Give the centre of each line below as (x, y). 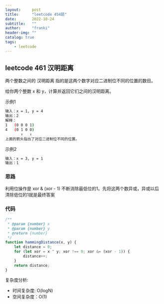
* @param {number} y (29, 229)
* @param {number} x (29, 224)
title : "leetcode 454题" (36, 14)
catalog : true (20, 38)
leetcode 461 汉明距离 (40, 68)
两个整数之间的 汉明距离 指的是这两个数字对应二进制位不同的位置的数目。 (80, 81)
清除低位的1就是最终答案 (30, 194)
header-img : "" (21, 33)
